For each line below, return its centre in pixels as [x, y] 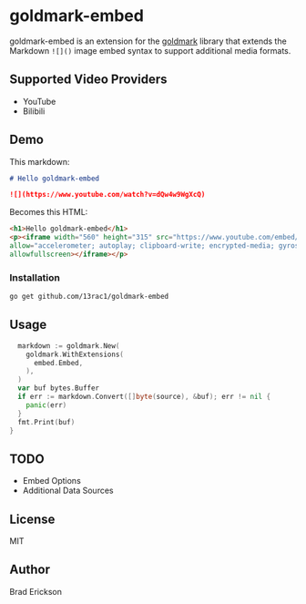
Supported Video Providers [88, 80]
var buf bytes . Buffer [59, 388]
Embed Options [52, 481]
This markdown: [40, 161]
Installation [35, 277]
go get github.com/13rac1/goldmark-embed [89, 297]
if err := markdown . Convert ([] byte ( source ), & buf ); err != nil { [144, 397]
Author [30, 570]
